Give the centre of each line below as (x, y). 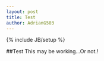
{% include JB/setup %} (36, 40)
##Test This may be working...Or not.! (52, 51)
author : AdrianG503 (30, 23)
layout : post (22, 12)
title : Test (21, 17)
